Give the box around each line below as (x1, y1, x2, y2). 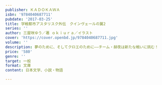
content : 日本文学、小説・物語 (5, 68, 63, 73)
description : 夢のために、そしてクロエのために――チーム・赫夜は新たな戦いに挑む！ (5, 44, 158, 49)
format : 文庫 (5, 63, 31, 68)
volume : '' (5, 40, 28, 45)
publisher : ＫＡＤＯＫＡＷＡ (5, 7, 60, 12)
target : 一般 (5, 58, 31, 63)
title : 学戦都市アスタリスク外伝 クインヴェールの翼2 (5, 21, 106, 26)
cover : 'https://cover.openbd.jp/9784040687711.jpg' (5, 35, 118, 40)
